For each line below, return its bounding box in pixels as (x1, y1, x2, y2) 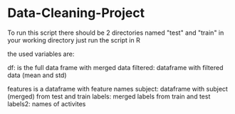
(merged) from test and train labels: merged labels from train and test (7, 92, 211, 101)
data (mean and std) (7, 71, 67, 79)
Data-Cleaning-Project (7, 5, 145, 21)
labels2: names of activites (7, 99, 86, 108)
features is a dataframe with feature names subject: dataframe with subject (7, 84, 228, 93)
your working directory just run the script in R (7, 35, 140, 44)
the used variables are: (7, 50, 75, 58)
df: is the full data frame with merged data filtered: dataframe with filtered (7, 63, 224, 72)
